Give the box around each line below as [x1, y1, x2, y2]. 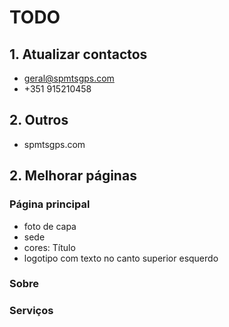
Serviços [9, 304, 54, 318]
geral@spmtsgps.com [23, 72, 115, 84]
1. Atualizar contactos [9, 46, 148, 63]
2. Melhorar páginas [9, 167, 137, 185]
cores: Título [23, 241, 76, 253]
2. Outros [9, 112, 69, 129]
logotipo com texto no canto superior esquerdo [23, 252, 219, 264]
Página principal [9, 197, 91, 211]
